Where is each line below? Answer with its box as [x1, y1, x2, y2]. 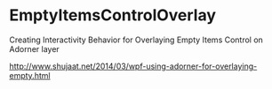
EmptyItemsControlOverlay [9, 5, 216, 26]
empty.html [9, 70, 51, 80]
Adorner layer [9, 43, 60, 54]
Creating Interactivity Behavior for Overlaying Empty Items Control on [9, 34, 264, 45]
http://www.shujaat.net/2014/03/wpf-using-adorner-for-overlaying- [9, 61, 258, 71]
